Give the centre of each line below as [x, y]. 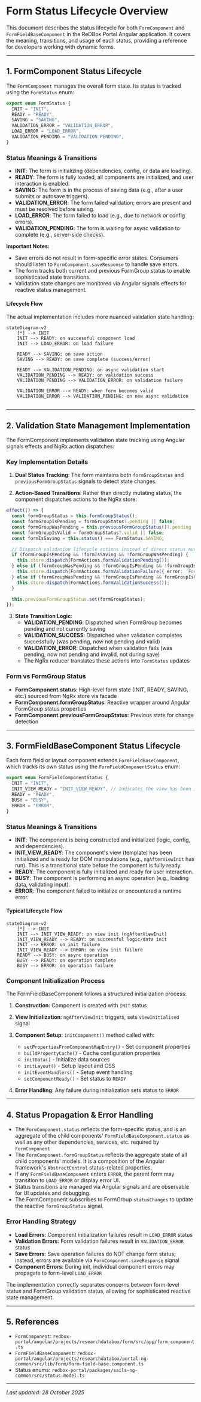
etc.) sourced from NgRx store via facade [66, 696]
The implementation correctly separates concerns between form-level [93, 1284]
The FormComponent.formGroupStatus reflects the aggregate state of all [101, 1155]
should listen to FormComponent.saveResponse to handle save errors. [97, 264]
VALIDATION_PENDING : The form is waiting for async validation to [98, 228]
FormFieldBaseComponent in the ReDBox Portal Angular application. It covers [99, 34]
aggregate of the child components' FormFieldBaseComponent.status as [102, 1136]
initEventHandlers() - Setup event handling [78, 1072]
